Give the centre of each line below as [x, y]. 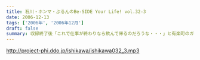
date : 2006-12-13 [28, 17]
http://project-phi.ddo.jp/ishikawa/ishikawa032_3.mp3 [73, 50]
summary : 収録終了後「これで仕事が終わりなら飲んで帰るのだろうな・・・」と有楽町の [98, 34]
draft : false [22, 28]
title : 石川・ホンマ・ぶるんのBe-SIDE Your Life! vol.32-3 [76, 12]
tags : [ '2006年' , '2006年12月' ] [45, 23]
